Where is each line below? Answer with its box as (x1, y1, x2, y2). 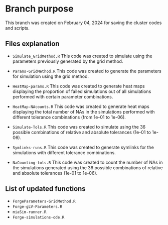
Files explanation (5, 40, 60, 48)
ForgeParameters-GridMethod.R (12, 199, 76, 204)
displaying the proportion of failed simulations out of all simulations (12, 88, 151, 94)
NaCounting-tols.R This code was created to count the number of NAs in (12, 159, 163, 165)
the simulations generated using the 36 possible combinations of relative (12, 164, 163, 171)
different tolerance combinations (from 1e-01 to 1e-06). (12, 114, 126, 120)
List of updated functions (5, 184, 86, 193)
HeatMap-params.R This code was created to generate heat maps (12, 83, 145, 89)
